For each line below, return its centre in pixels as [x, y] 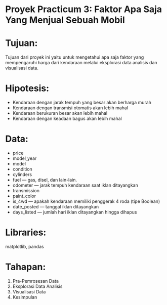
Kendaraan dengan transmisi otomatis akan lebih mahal [70, 108]
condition [23, 169]
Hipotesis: [27, 88]
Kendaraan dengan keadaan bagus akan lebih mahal [67, 119]
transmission [26, 190]
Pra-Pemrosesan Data [36, 281]
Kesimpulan [25, 297]
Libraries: [26, 232]
